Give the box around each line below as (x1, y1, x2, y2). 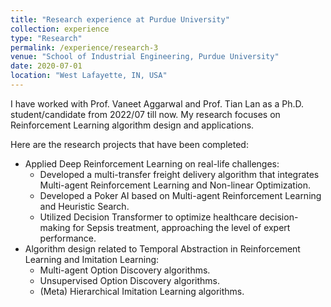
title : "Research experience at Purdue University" (10, 14, 230, 25)
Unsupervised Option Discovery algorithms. (39, 274, 220, 286)
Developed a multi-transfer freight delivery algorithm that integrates (39, 168, 320, 180)
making (39, 221, 71, 233)
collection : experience (10, 24, 110, 34)
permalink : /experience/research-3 (10, 42, 159, 53)
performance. (39, 232, 97, 244)
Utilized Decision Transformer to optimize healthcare (39, 211, 258, 223)
